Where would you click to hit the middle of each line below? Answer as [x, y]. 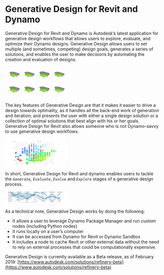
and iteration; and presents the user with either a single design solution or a [82, 116]
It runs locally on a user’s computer [48, 231]
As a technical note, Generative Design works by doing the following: [75, 211]
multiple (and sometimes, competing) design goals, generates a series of [79, 49]
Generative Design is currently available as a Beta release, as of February [80, 256]
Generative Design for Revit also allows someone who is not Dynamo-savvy [82, 126]
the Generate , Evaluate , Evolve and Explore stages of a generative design [79, 179]
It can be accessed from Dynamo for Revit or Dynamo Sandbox [76, 236]
